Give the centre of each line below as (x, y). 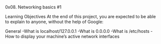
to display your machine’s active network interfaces (67, 36)
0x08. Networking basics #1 (33, 7)
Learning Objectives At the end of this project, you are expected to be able (80, 16)
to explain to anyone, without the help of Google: (54, 22)
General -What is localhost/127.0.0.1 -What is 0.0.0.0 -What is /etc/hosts (77, 31)
